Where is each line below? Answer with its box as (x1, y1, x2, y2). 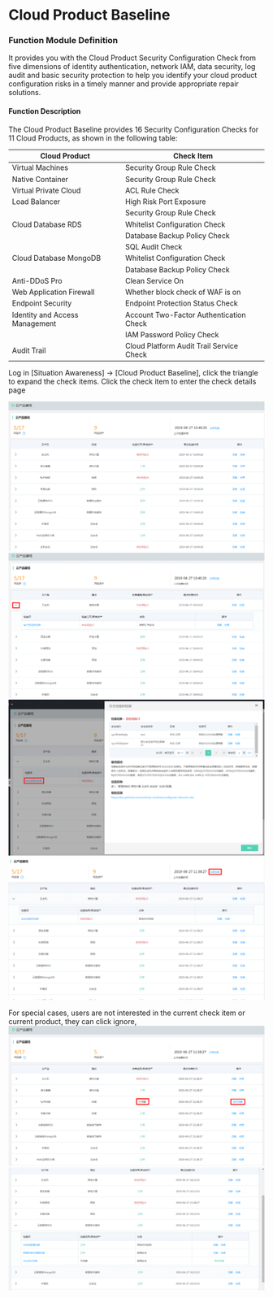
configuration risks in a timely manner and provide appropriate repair (8, 79, 240, 89)
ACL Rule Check (125, 185, 180, 195)
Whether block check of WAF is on (125, 287, 241, 297)
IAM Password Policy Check (125, 329, 219, 339)
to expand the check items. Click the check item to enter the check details (8, 376, 257, 386)
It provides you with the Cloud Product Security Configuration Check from (8, 53, 256, 63)
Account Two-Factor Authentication (125, 310, 246, 319)
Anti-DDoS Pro (11, 276, 63, 285)
